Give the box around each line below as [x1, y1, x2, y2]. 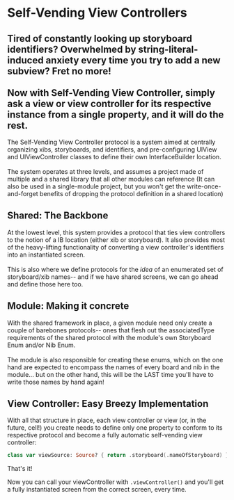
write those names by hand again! [7, 378, 104, 386]
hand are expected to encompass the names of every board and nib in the [7, 363, 220, 371]
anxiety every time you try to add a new [45, 54, 221, 66]
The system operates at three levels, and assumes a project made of [7, 168, 204, 175]
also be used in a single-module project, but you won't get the [7, 182, 186, 191]
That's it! [7, 465, 33, 473]
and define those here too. [7, 280, 84, 288]
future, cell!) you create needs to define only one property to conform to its [7, 424, 223, 432]
